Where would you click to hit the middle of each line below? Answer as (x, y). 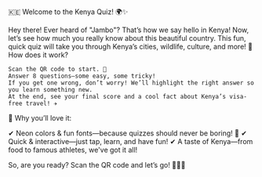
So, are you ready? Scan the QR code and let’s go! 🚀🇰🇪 (97, 165)
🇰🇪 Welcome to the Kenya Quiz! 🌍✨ (68, 12)
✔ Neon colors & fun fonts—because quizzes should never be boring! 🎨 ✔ (127, 133)
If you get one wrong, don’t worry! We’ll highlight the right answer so (131, 83)
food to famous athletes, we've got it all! (73, 150)
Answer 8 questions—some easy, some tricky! (82, 76)
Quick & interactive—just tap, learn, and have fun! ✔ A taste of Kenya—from (131, 141)
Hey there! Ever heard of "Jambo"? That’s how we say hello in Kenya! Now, (129, 30)
